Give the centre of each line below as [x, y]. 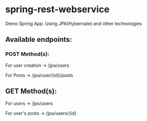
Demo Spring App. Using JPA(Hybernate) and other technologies [73, 23]
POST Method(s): [27, 54]
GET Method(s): [31, 91]
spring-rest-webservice [57, 9]
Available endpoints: [39, 40]
